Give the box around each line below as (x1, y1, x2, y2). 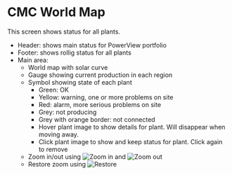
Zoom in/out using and (27, 152, 127, 161)
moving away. (38, 130, 79, 139)
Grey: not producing (38, 108, 97, 116)
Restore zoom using (27, 160, 86, 168)
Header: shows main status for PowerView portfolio (17, 41, 167, 49)
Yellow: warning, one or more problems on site (38, 92, 174, 101)
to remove (38, 145, 68, 153)
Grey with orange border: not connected (38, 115, 156, 123)
